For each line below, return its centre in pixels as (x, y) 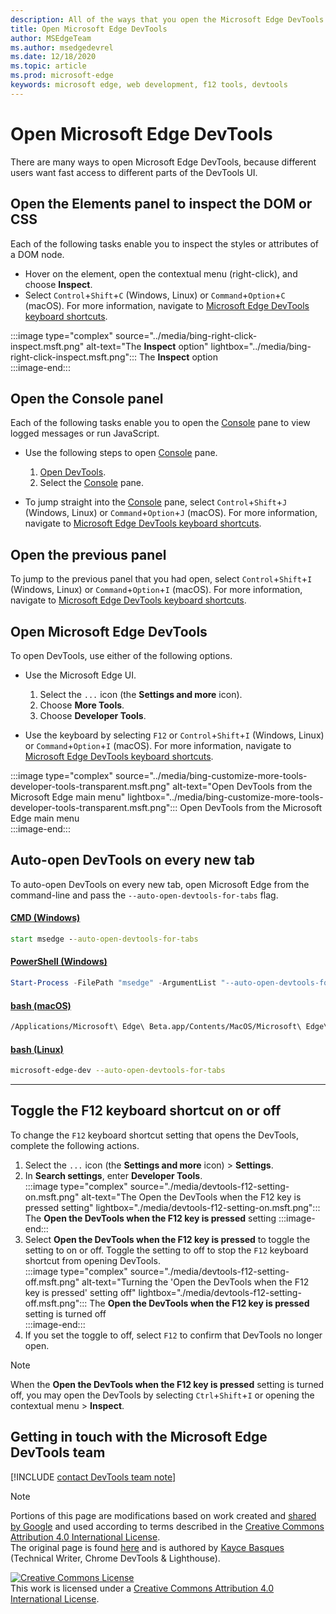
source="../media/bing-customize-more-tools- (211, 775)
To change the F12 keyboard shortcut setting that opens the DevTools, (155, 1135)
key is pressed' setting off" (80, 1292)
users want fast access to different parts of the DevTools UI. (134, 172)
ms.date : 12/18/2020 (53, 57)
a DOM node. (37, 254)
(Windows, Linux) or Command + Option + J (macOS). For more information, (171, 513)
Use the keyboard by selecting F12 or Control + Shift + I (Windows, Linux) (174, 735)
